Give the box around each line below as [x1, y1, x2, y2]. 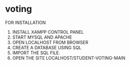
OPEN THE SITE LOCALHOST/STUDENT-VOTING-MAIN [12, 55, 126, 61]
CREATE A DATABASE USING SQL [12, 44, 82, 50]
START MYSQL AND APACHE [12, 34, 72, 40]
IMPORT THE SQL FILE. [12, 50, 60, 56]
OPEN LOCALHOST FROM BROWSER [12, 39, 88, 45]
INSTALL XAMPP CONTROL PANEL [12, 29, 84, 35]
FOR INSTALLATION [5, 20, 46, 25]
